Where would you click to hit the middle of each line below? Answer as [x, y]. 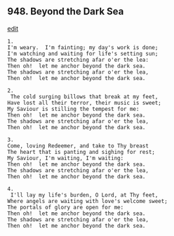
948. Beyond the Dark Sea [66, 12]
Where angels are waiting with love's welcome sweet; [88, 201]
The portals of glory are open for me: [66, 207]
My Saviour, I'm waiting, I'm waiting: [66, 158]
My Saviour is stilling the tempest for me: [73, 109]
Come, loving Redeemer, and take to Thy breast [78, 146]
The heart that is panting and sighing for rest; [81, 152]
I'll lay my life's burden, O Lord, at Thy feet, [84, 195]
